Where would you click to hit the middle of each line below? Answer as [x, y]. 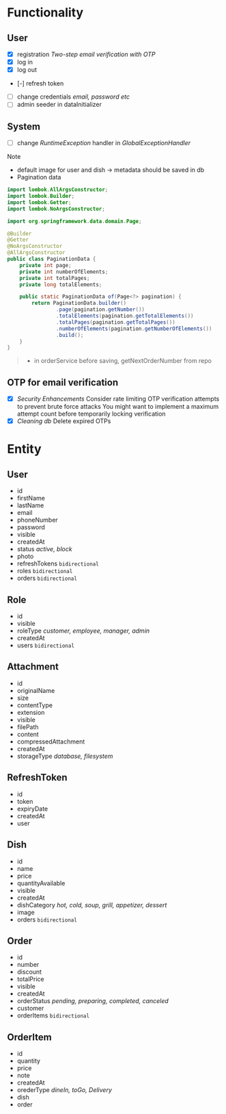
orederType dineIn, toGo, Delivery [65, 1090]
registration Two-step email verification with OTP [86, 54]
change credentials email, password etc [73, 97]
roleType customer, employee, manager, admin [83, 631]
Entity [25, 449]
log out [27, 70]
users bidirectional [46, 646]
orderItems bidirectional [53, 1015]
